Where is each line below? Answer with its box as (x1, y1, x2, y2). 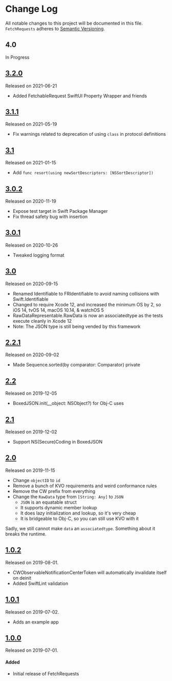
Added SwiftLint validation (12, 580, 68, 586)
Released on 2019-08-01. (5, 559, 59, 565)
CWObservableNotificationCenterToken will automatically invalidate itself (12, 569, 167, 576)
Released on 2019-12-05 (5, 390, 57, 396)
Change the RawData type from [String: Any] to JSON (12, 493, 124, 500)
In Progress (5, 54, 30, 60)
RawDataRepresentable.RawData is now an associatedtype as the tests (12, 312, 163, 319)
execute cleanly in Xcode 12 (12, 318, 72, 324)
